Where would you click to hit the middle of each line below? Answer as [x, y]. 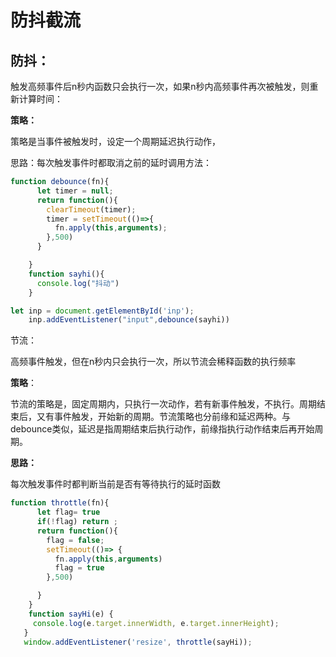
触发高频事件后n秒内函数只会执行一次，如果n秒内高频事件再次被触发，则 [160, 86]
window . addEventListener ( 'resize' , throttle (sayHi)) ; [138, 642]
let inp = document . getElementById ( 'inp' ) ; [102, 311]
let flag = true [68, 512]
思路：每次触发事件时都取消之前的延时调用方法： [111, 162]
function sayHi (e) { [71, 614]
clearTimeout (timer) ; [91, 209]
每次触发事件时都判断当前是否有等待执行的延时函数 [115, 484]
